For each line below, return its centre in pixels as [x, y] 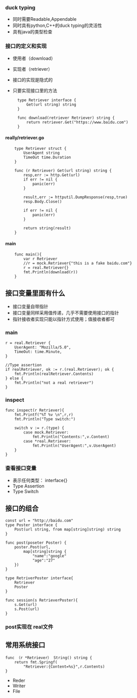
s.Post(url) [27, 609]
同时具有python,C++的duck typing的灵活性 [57, 26]
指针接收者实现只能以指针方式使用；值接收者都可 [63, 319]
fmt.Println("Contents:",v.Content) [71, 437]
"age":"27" [44, 560]
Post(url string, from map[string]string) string [68, 529]
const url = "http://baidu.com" [39, 520]
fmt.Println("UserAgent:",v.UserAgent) [74, 446]
